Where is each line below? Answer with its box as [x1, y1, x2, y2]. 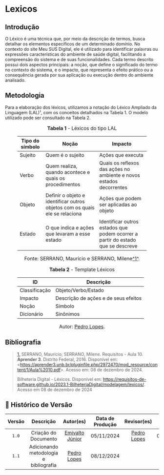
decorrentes [99, 184, 128, 191]
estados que [99, 224, 128, 231]
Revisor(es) [124, 418, 152, 425]
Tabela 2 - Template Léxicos [49, 266, 115, 273]
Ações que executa [99, 151, 144, 158]
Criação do [31, 430, 57, 436]
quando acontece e [45, 168, 90, 175]
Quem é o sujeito [45, 151, 84, 158]
